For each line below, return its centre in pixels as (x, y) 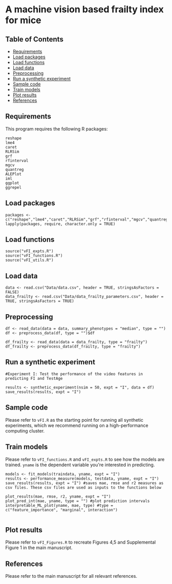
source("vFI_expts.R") (29, 251)
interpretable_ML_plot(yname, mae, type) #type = (59, 505)
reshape (14, 138)
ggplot (12, 183)
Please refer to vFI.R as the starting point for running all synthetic (74, 420)
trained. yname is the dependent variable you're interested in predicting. (80, 465)
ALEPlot (14, 174)
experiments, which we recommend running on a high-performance (77, 425)
